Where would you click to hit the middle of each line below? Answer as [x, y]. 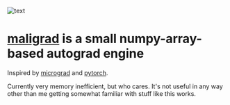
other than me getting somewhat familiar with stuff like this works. [102, 93]
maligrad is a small [62, 39]
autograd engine [95, 54]
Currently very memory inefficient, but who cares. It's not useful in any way [115, 86]
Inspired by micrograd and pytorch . [58, 72]
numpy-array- [161, 39]
